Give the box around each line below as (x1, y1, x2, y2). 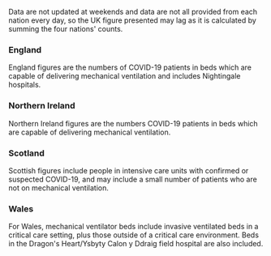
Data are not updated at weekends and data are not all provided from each (8, 7, 258, 16)
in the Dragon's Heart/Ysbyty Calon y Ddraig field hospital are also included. (8, 239, 264, 249)
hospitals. (8, 80, 41, 90)
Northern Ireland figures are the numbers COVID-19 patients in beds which (8, 118, 258, 128)
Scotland (8, 147, 45, 159)
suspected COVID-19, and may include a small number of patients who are (8, 174, 257, 184)
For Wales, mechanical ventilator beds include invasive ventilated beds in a (8, 222, 259, 232)
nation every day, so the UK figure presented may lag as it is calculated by (8, 15, 257, 25)
